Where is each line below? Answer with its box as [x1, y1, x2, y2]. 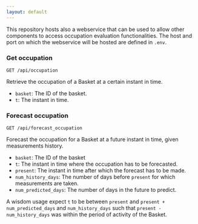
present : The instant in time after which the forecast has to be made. [15, 167, 186, 174]
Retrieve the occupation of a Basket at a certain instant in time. [6, 78, 163, 85]
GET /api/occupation [6, 67, 59, 73]
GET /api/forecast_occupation [6, 125, 83, 131]
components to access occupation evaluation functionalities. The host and [6, 32, 193, 39]
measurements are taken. [15, 180, 79, 187]
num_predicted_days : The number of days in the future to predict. [15, 186, 177, 194]
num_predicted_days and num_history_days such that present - [6, 205, 162, 212]
